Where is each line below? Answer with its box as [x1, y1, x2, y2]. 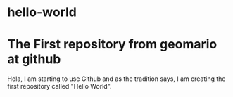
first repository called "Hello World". [7, 82, 112, 91]
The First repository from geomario [7, 37, 218, 53]
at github [7, 51, 61, 67]
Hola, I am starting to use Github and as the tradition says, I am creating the [7, 75, 227, 83]
